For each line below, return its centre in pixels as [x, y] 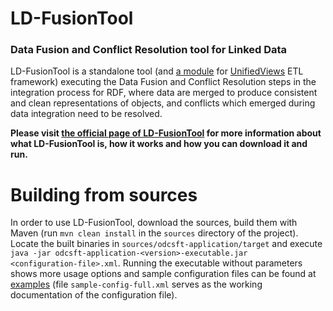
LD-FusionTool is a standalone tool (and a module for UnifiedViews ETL [157, 71]
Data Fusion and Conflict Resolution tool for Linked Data [149, 50]
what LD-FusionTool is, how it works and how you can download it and [159, 144]
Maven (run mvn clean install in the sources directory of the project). [154, 233]
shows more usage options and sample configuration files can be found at [163, 274]
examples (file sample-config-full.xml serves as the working [136, 284]
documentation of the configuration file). [94, 295]
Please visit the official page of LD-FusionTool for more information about [166, 133]
